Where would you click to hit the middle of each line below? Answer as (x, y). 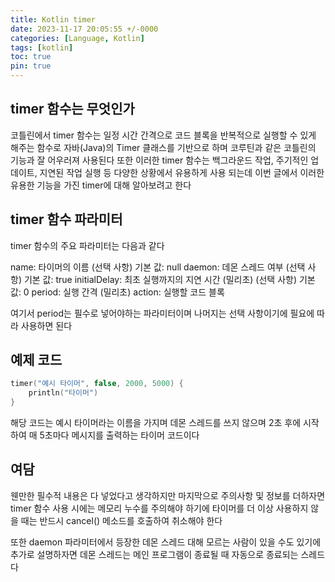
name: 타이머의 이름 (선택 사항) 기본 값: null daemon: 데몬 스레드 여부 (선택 (158, 267)
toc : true (31, 57)
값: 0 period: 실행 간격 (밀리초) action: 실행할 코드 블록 (117, 292)
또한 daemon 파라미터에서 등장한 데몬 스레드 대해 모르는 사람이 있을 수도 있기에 (166, 542)
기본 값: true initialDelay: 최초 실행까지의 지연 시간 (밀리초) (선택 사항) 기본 (169, 279)
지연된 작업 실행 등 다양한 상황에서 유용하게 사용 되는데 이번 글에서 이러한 (182, 172)
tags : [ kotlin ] (42, 47)
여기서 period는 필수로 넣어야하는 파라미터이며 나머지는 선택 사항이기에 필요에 (162, 313)
